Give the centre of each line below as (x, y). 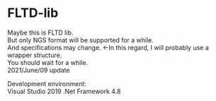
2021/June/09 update (39, 70)
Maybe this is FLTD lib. (40, 32)
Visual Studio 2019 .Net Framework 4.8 (64, 91)
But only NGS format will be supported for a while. (81, 40)
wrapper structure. (35, 55)
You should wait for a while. (48, 62)
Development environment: (47, 83)
